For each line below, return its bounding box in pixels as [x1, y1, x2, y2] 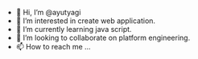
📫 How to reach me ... [15, 42, 91, 51]
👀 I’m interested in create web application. [15, 16, 155, 26]
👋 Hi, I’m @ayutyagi [15, 8, 81, 17]
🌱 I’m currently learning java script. [15, 25, 132, 33]
